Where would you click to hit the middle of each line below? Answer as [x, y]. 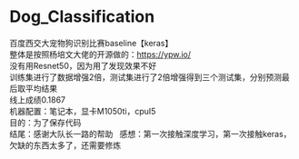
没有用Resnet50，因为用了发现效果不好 [83, 65]
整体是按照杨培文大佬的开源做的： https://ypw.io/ [100, 54]
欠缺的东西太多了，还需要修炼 [65, 145]
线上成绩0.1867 [38, 99]
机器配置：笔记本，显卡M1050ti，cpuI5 [83, 111]
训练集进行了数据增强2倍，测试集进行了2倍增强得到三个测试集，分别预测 [146, 77]
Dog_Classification [82, 17]
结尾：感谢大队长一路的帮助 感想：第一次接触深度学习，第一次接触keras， [150, 134]
